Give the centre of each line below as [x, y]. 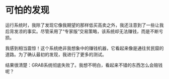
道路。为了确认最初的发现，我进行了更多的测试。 [56, 54]
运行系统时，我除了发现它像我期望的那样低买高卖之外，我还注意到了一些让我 [84, 25]
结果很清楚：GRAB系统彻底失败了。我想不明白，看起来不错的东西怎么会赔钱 [84, 65]
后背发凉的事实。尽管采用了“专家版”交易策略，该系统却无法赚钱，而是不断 [82, 31]
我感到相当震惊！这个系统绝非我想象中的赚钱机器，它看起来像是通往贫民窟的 [84, 48]
